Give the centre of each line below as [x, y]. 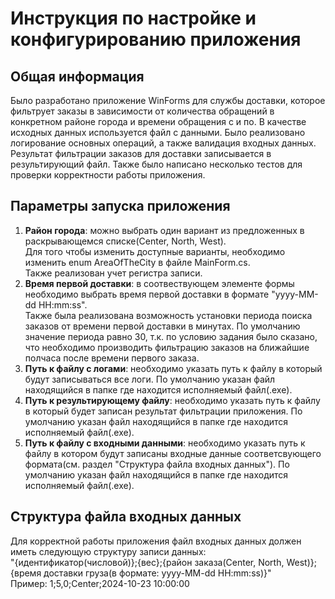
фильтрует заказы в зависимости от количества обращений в [142, 111]
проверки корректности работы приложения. [108, 175]
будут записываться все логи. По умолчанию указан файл [150, 379]
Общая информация [77, 76]
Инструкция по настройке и [133, 18]
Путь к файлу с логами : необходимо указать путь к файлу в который [173, 368]
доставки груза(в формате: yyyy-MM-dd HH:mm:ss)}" [157, 573]
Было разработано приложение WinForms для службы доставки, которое [168, 100]
